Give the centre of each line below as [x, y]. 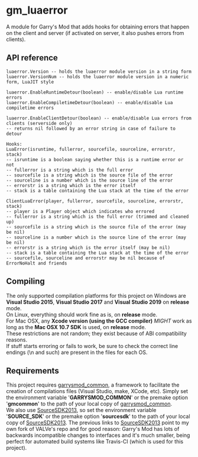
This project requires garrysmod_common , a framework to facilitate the [93, 385]
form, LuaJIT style [30, 82]
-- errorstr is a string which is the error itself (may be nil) [88, 247]
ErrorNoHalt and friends [37, 263]
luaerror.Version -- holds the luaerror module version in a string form [99, 72]
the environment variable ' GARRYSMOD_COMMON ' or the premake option [97, 398]
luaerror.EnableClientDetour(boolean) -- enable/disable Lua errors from [99, 118]
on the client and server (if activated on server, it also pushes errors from [95, 33]
